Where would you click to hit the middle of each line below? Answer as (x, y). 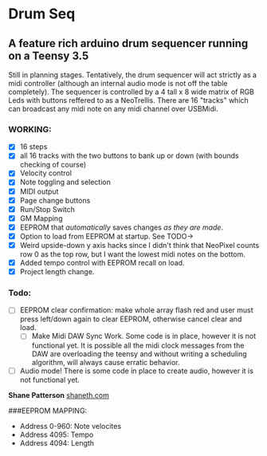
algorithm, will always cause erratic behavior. (106, 362)
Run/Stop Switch (47, 209)
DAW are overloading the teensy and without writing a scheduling (139, 354)
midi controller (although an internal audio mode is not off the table (118, 83)
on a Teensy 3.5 (49, 55)
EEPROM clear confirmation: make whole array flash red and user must (136, 310)
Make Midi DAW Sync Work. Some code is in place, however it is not (144, 336)
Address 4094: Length (57, 442)
